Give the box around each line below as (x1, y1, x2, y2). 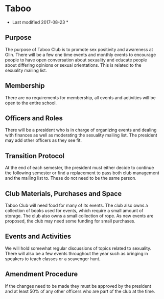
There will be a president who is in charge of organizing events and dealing (5, 127, 157, 133)
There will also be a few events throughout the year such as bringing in (5, 250, 148, 256)
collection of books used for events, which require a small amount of (5, 208, 143, 214)
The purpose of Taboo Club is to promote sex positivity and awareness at (5, 46, 153, 52)
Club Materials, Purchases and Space (5, 190, 122, 198)
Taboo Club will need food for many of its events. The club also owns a (5, 202, 148, 208)
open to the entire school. (5, 100, 57, 106)
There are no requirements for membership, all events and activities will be (5, 94, 156, 101)
